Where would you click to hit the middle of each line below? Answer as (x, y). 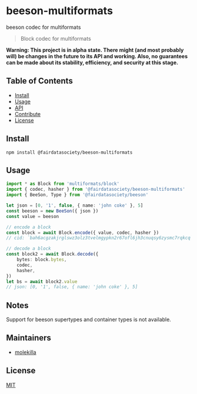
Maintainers (29, 338)
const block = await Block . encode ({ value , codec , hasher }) (83, 233)
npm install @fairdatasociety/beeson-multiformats (69, 152)
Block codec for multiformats (56, 38)
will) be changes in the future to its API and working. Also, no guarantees (97, 56)
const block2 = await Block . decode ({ (52, 254)
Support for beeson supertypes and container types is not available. (89, 320)
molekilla (25, 352)
